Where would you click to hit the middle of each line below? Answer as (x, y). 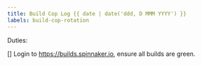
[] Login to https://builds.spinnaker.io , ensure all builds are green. (101, 54)
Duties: (18, 40)
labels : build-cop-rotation (48, 20)
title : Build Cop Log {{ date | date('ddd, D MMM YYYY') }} (97, 14)
